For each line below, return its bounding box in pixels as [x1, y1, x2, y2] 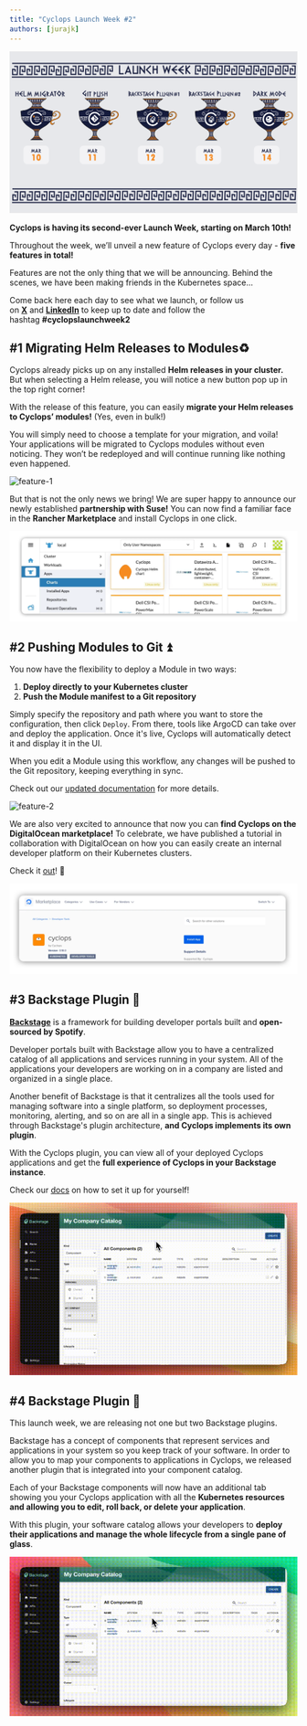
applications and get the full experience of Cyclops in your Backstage [9, 1157, 277, 1168]
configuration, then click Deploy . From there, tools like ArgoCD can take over [9, 718, 297, 730]
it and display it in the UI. [9, 738, 103, 749]
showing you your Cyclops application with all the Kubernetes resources [9, 1492, 285, 1503]
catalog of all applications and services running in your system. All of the [9, 1054, 283, 1064]
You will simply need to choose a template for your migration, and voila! [9, 429, 279, 440]
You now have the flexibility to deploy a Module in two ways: [9, 663, 238, 675]
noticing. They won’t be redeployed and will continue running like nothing [9, 449, 286, 460]
